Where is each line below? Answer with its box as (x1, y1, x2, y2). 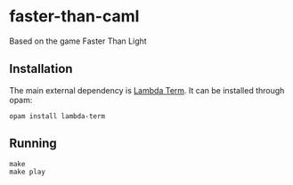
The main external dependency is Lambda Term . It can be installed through (9, 84, 285, 95)
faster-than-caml (9, 6, 140, 27)
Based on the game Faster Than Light (9, 36, 147, 46)
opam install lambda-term (9, 111, 105, 121)
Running (9, 136, 58, 151)
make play (9, 167, 46, 176)
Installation (9, 61, 73, 76)
